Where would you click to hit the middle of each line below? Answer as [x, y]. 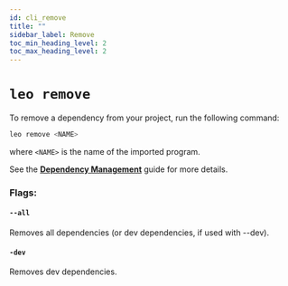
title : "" [28, 26]
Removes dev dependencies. [63, 272]
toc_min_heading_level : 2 [58, 43]
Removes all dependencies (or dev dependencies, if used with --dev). [139, 233]
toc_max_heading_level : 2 [58, 52]
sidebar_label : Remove [52, 34]
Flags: [23, 193]
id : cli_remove [38, 18]
